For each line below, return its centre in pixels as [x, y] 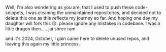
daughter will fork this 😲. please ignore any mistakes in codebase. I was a [83, 23]
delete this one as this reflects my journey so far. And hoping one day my [82, 18]
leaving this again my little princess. [43, 44]
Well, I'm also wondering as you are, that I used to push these [70, 7]
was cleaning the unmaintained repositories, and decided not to [94, 13]
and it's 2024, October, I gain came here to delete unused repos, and [77, 38]
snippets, [15, 13]
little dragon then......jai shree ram [40, 29]
